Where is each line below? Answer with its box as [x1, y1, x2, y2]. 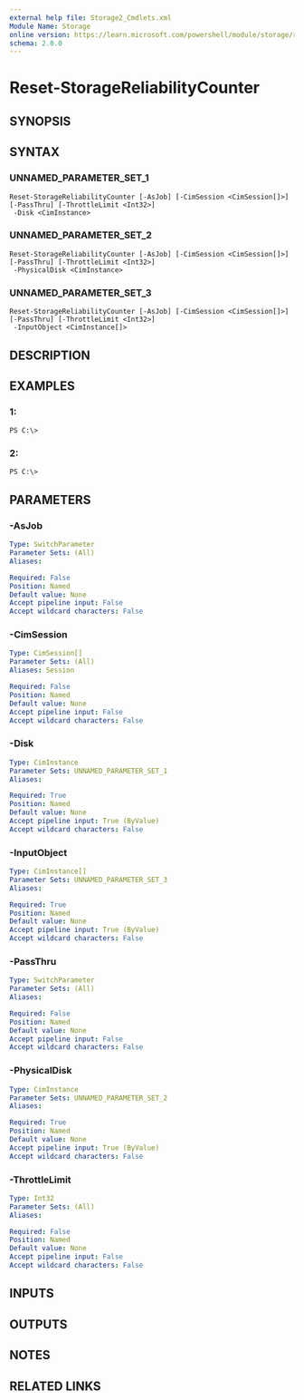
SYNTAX [9, 144, 61, 160]
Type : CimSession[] [9, 649, 83, 658]
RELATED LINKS [9, 1378, 101, 1394]
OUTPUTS [9, 1317, 68, 1332]
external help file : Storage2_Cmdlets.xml [9, 13, 172, 23]
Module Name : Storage [9, 22, 91, 31]
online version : [9, 30, 71, 39]
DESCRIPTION [9, 347, 90, 363]
